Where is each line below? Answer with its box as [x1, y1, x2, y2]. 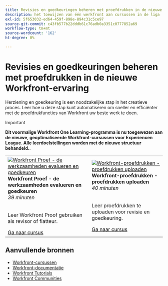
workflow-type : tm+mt [5, 26, 50, 31]
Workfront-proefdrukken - [91, 172, 158, 179]
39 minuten [7, 194, 35, 201]
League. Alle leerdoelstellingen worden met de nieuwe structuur [5, 140, 141, 146]
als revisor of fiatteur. [7, 217, 58, 224]
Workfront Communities [12, 275, 62, 281]
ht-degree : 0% [5, 36, 35, 41]
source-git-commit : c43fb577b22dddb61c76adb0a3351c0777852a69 [5, 21, 137, 27]
